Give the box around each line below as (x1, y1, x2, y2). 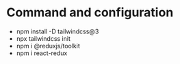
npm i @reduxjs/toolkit (16, 42, 80, 50)
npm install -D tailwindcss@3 (16, 27, 99, 35)
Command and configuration (6, 5, 174, 20)
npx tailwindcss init (16, 34, 71, 42)
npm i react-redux (16, 49, 68, 57)
